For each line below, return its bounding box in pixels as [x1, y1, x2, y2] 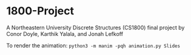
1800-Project [6, 4, 75, 18]
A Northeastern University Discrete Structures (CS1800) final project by [6, 24, 185, 31]
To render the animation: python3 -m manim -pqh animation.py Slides [6, 42, 181, 49]
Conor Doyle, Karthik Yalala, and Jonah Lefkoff [6, 30, 123, 37]
